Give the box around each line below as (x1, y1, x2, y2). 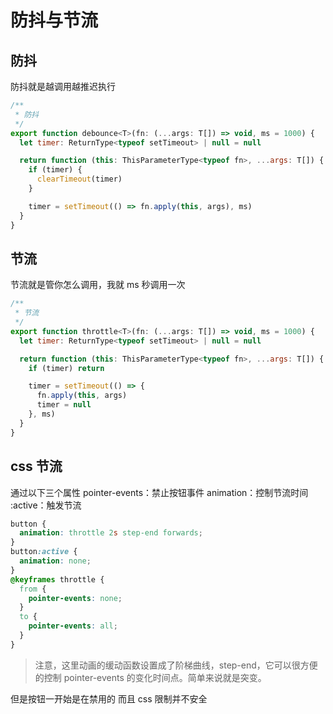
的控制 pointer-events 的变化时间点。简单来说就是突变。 (34, 671, 267, 683)
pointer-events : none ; (28, 593, 123, 603)
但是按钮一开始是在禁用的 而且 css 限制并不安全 (10, 692, 208, 705)
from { (19, 584, 47, 594)
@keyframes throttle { (10, 574, 105, 585)
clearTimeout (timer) (36, 174, 123, 185)
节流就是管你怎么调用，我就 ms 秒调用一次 (10, 279, 186, 291)
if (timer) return (28, 363, 105, 373)
